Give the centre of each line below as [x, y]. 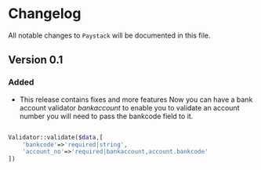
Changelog [45, 14]
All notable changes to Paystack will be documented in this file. [109, 35]
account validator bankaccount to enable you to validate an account [129, 107]
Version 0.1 [36, 60]
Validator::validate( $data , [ [56, 137]
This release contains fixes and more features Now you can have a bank [136, 99]
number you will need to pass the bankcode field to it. [106, 116]
